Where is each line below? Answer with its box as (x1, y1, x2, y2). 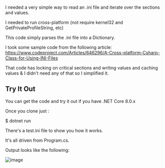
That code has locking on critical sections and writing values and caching (5, 65, 158, 71)
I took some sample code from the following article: (5, 44, 112, 50)
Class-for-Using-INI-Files (5, 55, 58, 61)
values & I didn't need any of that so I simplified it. (5, 70, 109, 76)
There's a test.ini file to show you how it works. (5, 127, 103, 133)
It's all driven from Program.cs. (5, 137, 70, 143)
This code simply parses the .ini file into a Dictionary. (5, 35, 115, 40)
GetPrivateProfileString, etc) (5, 25, 64, 31)
